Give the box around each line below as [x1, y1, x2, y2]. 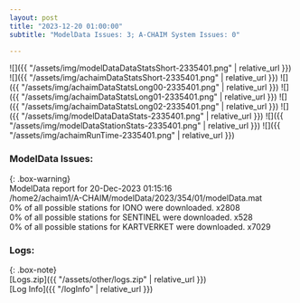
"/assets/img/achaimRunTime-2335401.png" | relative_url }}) [9, 130, 235, 141]
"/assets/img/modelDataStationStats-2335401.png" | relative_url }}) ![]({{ [9, 120, 281, 131]
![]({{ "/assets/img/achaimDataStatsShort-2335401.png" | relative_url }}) [9, 72, 278, 83]
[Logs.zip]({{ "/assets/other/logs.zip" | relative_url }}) [9, 273, 207, 285]
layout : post [9, 13, 59, 23]
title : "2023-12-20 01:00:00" [9, 22, 124, 31]
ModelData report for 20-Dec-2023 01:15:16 [9, 183, 173, 194]
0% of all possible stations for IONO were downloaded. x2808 [9, 202, 241, 213]
